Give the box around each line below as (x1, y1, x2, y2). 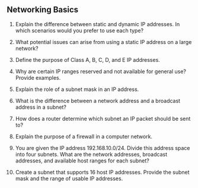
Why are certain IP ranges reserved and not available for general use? (15, 68, 186, 75)
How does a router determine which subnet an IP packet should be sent (15, 115, 191, 122)
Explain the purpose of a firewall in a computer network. (15, 133, 153, 140)
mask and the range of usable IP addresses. (15, 175, 123, 182)
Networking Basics (7, 5, 79, 15)
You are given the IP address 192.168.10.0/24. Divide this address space (15, 144, 190, 151)
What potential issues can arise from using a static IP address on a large (15, 38, 192, 45)
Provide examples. (15, 74, 61, 81)
